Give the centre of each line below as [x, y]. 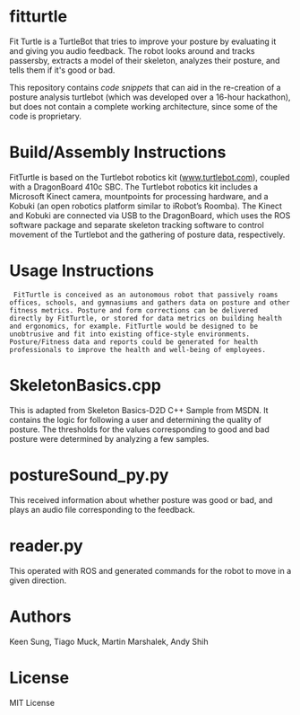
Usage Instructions [82, 271]
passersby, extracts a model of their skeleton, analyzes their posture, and [145, 60]
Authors [40, 616]
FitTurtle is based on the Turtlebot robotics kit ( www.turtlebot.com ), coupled [150, 177]
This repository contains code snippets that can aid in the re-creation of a [145, 87]
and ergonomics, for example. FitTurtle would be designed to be [133, 326]
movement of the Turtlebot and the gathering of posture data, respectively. [147, 234]
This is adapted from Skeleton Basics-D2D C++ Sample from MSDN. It [139, 410]
